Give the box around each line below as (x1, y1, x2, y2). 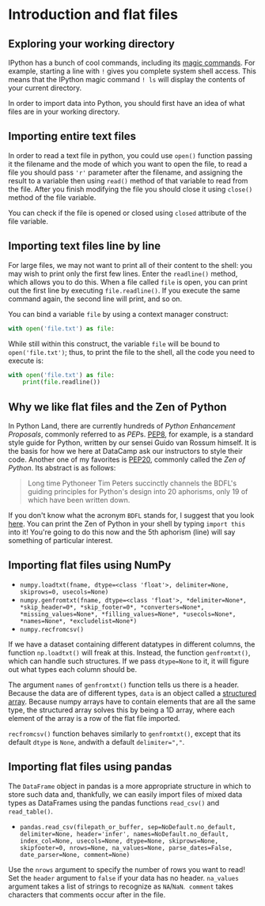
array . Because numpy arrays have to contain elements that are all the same (8, 696, 256, 706)
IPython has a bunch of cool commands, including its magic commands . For (8, 58, 256, 67)
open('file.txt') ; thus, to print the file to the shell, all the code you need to (8, 347, 256, 357)
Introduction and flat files (8, 6, 178, 24)
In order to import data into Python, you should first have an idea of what (8, 99, 245, 108)
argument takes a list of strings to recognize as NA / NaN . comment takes (8, 881, 234, 891)
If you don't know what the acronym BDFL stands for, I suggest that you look (8, 511, 255, 520)
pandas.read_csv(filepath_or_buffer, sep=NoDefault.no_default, (19, 823, 237, 831)
